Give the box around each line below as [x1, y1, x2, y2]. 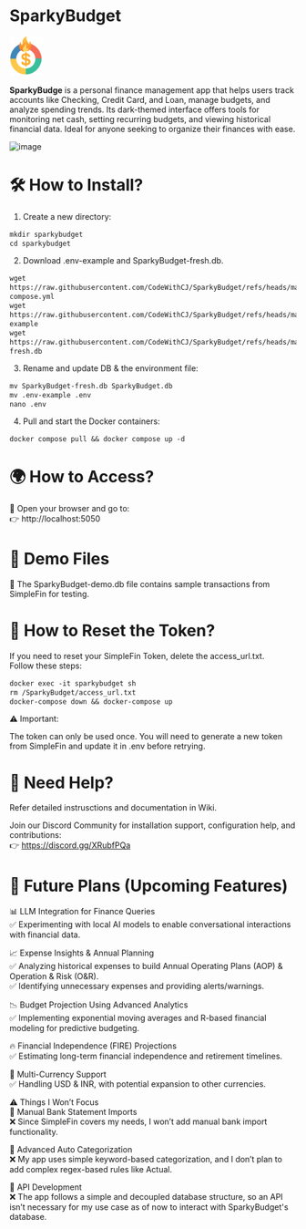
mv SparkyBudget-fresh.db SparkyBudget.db [9, 381, 173, 390]
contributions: [9, 830, 62, 841]
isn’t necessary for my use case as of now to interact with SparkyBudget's [9, 1202, 289, 1213]
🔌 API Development [9, 1182, 82, 1193]
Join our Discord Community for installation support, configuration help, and [9, 820, 296, 831]
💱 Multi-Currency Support [9, 1069, 107, 1080]
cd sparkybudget [9, 239, 71, 248]
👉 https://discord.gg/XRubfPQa [9, 840, 131, 851]
